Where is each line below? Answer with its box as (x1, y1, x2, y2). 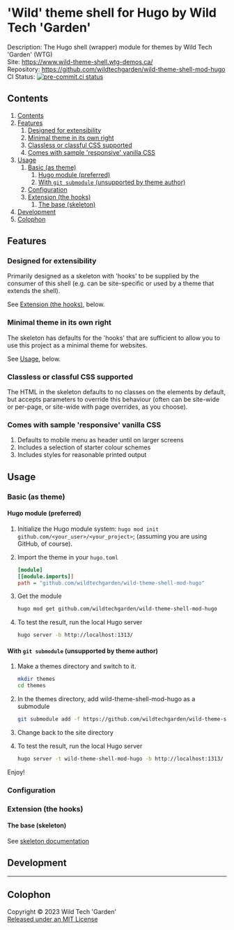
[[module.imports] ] (17, 573, 75, 580)
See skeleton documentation (7, 837, 89, 845)
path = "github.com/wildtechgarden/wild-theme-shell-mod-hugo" (17, 579, 205, 587)
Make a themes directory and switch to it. (17, 662, 136, 670)
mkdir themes (17, 675, 56, 683)
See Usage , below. (7, 354, 61, 363)
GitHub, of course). (17, 539, 73, 548)
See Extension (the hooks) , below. (7, 300, 105, 308)
